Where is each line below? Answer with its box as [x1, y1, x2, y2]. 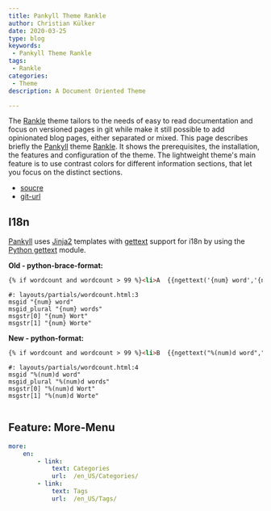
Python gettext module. [8, 245, 86, 255]
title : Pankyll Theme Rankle [8, 11, 106, 20]
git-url [19, 191, 41, 202]
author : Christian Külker [8, 19, 95, 27]
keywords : [8, 42, 42, 50]
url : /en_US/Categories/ [51, 472, 139, 480]
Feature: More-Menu [8, 421, 115, 434]
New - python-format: [8, 333, 85, 343]
